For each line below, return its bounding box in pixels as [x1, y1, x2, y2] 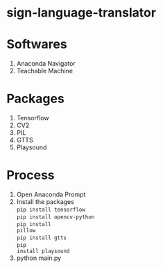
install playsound [16, 248, 70, 254]
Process [6, 167, 55, 183]
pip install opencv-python [16, 214, 95, 221]
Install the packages [16, 198, 74, 205]
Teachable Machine [16, 67, 74, 75]
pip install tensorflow [16, 206, 86, 213]
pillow [16, 227, 36, 234]
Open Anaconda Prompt [16, 190, 86, 198]
